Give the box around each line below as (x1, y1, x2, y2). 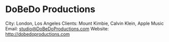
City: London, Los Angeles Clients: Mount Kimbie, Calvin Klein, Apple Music (5, 20, 164, 26)
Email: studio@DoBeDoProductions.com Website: (5, 25, 109, 31)
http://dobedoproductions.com (5, 31, 70, 37)
